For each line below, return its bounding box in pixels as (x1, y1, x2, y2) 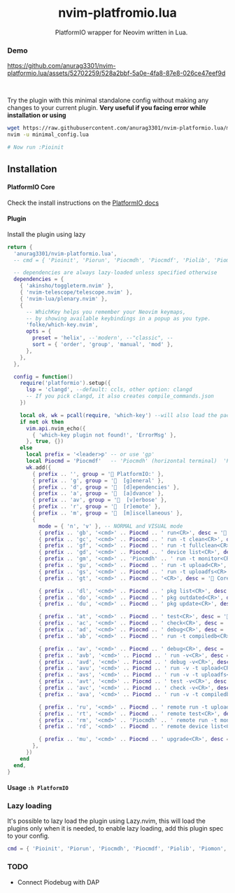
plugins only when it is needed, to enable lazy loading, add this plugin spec (7, 824, 224, 833)
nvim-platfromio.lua (58, 5, 177, 21)
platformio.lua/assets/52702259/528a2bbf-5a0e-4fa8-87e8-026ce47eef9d (7, 69, 226, 78)
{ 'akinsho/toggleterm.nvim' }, (20, 282, 114, 289)
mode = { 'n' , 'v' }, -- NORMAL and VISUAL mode (38, 522, 183, 530)
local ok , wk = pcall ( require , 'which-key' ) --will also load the (20, 411, 218, 418)
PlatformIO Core (7, 183, 55, 191)
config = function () (13, 373, 73, 380)
